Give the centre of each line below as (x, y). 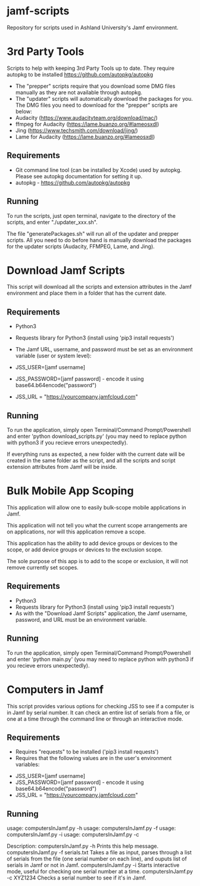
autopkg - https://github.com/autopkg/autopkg (73, 183)
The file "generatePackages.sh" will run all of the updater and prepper (93, 233)
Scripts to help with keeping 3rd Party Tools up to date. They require (91, 68)
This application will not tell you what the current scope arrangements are (97, 525)
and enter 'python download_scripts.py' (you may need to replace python (97, 436)
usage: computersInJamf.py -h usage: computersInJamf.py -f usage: (91, 828)
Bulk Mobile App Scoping (70, 491)
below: (24, 111)
